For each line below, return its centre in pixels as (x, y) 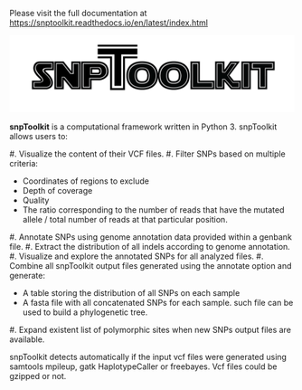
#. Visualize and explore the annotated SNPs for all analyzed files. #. (137, 256)
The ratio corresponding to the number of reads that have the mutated (153, 209)
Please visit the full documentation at (78, 13)
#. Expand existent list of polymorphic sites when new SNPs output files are (151, 329)
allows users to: (38, 136)
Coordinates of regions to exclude (85, 181)
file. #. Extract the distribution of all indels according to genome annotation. (150, 246)
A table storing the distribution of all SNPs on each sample (131, 292)
